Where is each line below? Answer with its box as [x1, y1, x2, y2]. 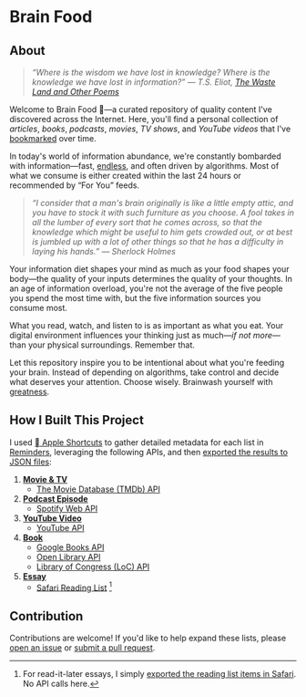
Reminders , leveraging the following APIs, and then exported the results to [9, 446, 289, 457]
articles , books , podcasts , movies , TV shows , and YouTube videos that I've [9, 123, 291, 134]
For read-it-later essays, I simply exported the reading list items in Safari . [22, 669, 297, 680]
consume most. [9, 303, 68, 313]
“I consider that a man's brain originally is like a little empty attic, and [31, 198, 294, 208]
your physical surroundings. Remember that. [27, 339, 196, 350]
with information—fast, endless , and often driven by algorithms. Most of [9, 161, 280, 171]
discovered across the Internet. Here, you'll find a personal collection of [9, 114, 279, 124]
